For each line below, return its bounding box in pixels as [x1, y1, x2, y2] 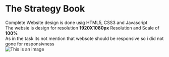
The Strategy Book [5, 3, 85, 14]
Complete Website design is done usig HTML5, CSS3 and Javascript [5, 19, 148, 25]
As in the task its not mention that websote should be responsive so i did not [5, 35, 164, 41]
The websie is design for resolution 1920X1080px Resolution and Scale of [5, 24, 160, 30]
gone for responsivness [5, 40, 54, 46]
